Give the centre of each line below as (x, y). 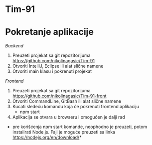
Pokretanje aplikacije (49, 32)
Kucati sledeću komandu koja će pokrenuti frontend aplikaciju (76, 107)
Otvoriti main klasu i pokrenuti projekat (52, 71)
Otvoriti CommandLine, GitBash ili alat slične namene (67, 101)
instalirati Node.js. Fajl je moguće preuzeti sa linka (64, 132)
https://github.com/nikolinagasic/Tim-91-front (59, 96)
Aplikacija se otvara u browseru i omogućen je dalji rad (69, 117)
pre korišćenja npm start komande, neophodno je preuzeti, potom (80, 127)
